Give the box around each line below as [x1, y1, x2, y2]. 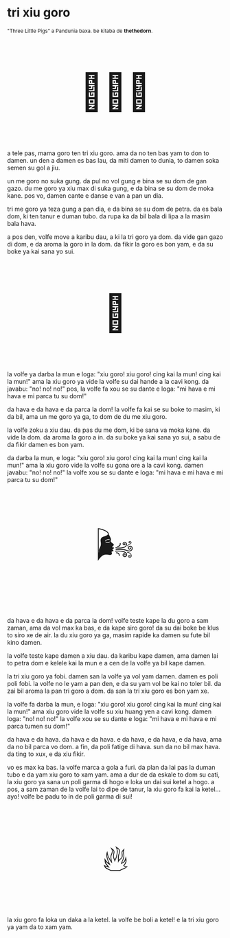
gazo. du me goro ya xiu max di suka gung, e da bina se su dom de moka [7, 184, 214, 192]
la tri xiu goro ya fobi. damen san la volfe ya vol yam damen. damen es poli [7, 672, 218, 680]
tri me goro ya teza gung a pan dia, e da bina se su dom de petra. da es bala [7, 205, 223, 213]
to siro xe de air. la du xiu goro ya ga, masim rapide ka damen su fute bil [7, 630, 211, 639]
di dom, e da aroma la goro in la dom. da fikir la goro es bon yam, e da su [7, 240, 214, 248]
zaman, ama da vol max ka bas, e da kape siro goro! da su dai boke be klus [7, 624, 220, 632]
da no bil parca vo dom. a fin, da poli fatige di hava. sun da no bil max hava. [7, 742, 221, 751]
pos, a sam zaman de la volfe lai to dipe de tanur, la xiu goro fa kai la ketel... [7, 785, 221, 793]
